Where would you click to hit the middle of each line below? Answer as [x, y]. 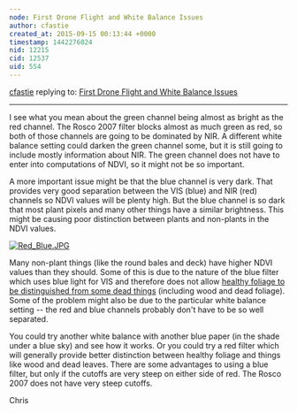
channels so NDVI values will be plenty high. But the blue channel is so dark [147, 200]
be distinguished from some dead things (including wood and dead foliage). [147, 291]
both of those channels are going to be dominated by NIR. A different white [146, 136]
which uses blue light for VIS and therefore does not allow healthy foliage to [147, 281]
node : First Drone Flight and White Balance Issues [106, 17]
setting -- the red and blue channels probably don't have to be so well [137, 310]
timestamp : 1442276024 [51, 42]
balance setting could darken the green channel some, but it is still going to [146, 145]
